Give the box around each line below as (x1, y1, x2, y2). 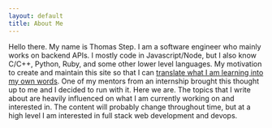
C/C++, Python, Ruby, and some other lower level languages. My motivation (8, 58, 262, 69)
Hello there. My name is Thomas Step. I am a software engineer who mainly (8, 41, 261, 51)
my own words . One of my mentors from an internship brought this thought (8, 76, 260, 86)
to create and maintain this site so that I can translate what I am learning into (8, 67, 264, 77)
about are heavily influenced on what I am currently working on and (8, 93, 235, 103)
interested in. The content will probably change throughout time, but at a (8, 102, 251, 112)
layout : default (8, 11, 63, 20)
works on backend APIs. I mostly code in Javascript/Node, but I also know (8, 50, 257, 60)
